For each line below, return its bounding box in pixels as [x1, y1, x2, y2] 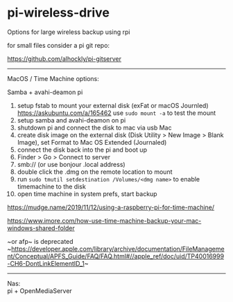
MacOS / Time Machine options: [7, 74, 99, 82]
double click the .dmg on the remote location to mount [17, 168, 173, 176]
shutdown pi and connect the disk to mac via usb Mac [17, 123, 172, 132]
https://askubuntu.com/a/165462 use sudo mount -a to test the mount [17, 109, 216, 117]
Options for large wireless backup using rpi [7, 28, 130, 36]
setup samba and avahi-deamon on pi [17, 116, 126, 124]
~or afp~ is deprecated [7, 237, 74, 245]
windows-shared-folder [7, 224, 75, 232]
